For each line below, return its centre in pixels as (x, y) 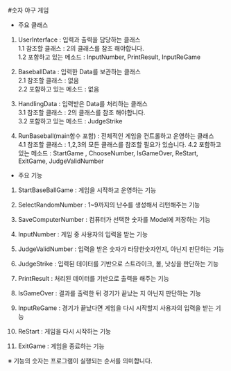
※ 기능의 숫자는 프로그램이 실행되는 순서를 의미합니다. (80, 361)
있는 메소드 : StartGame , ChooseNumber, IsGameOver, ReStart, (108, 153)
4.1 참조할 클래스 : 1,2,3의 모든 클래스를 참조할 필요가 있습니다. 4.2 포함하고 (119, 145)
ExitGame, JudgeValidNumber (61, 161)
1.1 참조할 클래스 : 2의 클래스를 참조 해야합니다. (81, 48)
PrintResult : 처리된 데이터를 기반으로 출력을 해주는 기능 (93, 278)
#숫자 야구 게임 (28, 10)
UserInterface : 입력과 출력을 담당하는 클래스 (79, 40)
